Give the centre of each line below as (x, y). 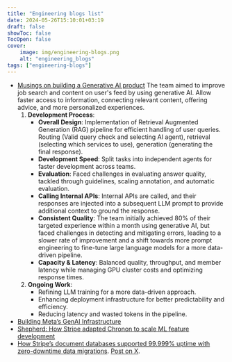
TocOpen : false (29, 40)
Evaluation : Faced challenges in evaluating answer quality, (122, 174)
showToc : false (29, 33)
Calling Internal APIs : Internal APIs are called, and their (117, 196)
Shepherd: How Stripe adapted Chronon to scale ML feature (103, 329)
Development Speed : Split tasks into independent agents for (125, 159)
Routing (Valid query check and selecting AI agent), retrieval (124, 137)
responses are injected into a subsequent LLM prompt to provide (131, 203)
